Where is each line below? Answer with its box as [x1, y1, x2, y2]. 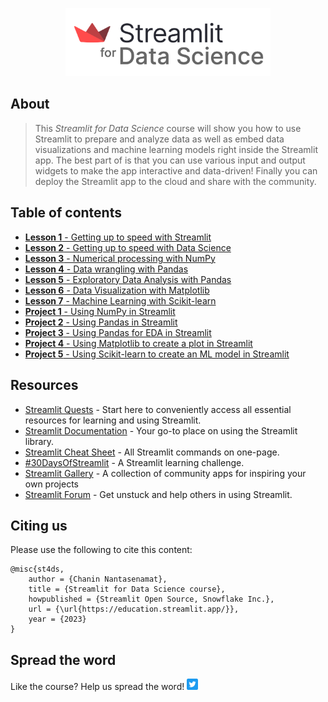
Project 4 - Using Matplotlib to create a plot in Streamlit [24, 337, 253, 349]
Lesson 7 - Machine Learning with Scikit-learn [24, 294, 217, 307]
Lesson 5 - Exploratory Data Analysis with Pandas [24, 273, 232, 285]
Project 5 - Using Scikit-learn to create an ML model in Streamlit [24, 348, 290, 360]
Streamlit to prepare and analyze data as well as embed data [34, 133, 285, 145]
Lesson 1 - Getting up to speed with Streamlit [24, 231, 212, 243]
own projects [24, 478, 79, 490]
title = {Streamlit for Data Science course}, [28, 584, 226, 595]
